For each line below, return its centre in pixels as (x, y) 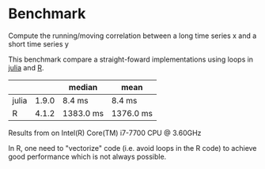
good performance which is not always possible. (87, 156)
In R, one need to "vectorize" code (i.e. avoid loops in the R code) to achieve (132, 148)
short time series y (39, 43)
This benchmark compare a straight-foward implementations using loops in (131, 59)
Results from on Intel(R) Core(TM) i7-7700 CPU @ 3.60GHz (105, 133)
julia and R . (26, 67)
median (83, 87)
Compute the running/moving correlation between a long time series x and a (132, 36)
